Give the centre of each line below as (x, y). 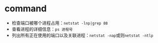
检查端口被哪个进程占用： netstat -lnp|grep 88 (60, 23)
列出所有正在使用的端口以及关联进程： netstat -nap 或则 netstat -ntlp (82, 35)
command (26, 9)
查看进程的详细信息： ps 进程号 (42, 29)
